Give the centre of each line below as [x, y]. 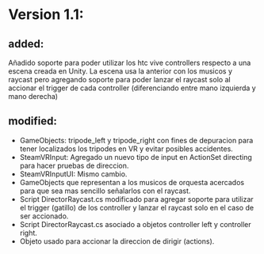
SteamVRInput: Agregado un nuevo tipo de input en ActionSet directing [136, 157]
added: [26, 44]
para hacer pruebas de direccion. [74, 165]
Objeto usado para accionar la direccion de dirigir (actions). [117, 241]
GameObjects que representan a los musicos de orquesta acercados [132, 182]
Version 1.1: [46, 15]
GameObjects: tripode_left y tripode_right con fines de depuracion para [136, 140]
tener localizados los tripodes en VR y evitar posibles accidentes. [126, 149]
